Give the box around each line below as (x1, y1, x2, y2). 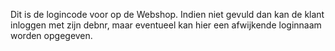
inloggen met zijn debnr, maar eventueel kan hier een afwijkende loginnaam (10, 19, 322, 31)
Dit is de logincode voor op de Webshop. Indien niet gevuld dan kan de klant (10, 9, 325, 20)
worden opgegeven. (10, 30, 93, 41)
